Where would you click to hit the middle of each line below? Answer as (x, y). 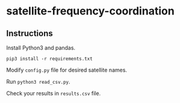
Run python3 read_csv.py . (38, 82)
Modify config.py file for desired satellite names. (67, 70)
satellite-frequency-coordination (90, 11)
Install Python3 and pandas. (41, 48)
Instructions (29, 33)
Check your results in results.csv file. (54, 93)
